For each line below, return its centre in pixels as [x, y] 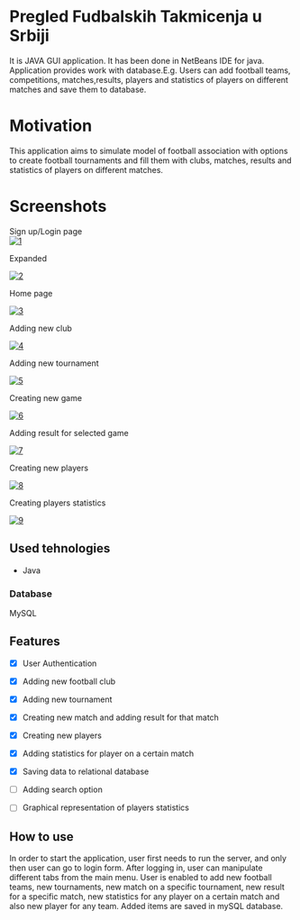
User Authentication [59, 663]
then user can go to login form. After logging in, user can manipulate [136, 868]
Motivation [51, 126]
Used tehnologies [60, 548]
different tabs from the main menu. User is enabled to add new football [141, 878]
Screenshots [58, 207]
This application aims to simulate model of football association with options [149, 150]
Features [35, 642]
